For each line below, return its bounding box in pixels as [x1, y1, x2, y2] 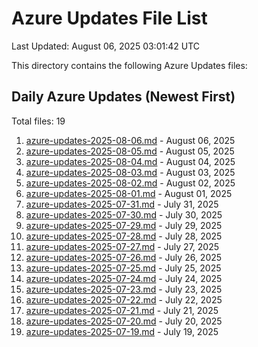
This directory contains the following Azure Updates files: [11, 59, 248, 71]
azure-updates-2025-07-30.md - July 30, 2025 [25, 208, 223, 221]
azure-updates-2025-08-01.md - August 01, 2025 [25, 187, 233, 199]
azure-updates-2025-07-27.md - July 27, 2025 [25, 240, 219, 252]
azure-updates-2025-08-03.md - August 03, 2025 [25, 166, 236, 178]
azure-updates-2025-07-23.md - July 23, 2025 [25, 283, 223, 295]
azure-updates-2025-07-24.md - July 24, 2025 [25, 272, 223, 284]
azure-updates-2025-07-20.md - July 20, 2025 [25, 315, 223, 327]
